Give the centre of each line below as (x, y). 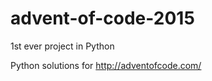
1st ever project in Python (62, 46)
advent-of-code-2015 (102, 18)
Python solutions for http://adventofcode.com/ (106, 65)
